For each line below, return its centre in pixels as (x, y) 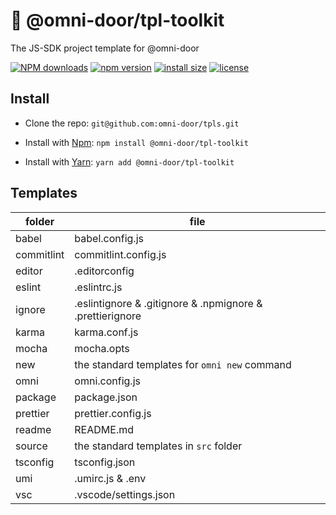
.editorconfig (104, 271)
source (31, 446)
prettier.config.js (113, 413)
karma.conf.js (106, 332)
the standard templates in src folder (158, 446)
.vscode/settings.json (125, 494)
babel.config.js (109, 238)
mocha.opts (102, 348)
